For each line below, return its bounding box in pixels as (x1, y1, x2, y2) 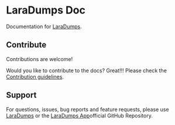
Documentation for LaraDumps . (6, 23, 82, 30)
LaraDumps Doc (6, 4, 86, 17)
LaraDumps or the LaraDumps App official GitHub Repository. (6, 112, 153, 119)
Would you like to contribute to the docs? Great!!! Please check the (6, 67, 167, 74)
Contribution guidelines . (6, 73, 64, 80)
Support (6, 90, 37, 100)
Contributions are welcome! (6, 55, 73, 62)
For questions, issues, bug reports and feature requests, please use (6, 106, 169, 113)
